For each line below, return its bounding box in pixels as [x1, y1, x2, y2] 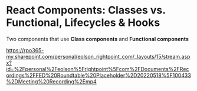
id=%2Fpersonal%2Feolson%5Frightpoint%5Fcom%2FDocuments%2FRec [6, 65, 189, 72]
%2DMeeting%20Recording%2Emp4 [6, 77, 97, 85]
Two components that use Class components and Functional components [6, 35, 189, 42]
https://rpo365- [6, 46, 44, 53]
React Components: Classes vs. [6, 4, 166, 17]
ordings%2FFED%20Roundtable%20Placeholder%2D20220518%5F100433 [6, 72, 192, 79]
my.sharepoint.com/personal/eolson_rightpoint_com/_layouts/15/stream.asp [6, 53, 191, 60]
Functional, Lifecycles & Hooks [6, 16, 160, 29]
